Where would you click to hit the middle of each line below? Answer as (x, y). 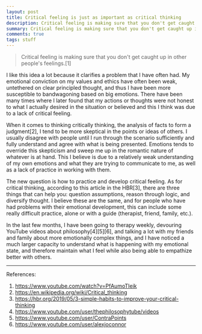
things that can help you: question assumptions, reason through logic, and (98, 194)
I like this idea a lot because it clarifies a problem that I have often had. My (98, 75)
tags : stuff (21, 40)
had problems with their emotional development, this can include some (94, 207)
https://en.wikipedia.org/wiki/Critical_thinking (71, 292)
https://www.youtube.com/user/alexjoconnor (71, 324)
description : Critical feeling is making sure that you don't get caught (101, 23)
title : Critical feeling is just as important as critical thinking (94, 17)
